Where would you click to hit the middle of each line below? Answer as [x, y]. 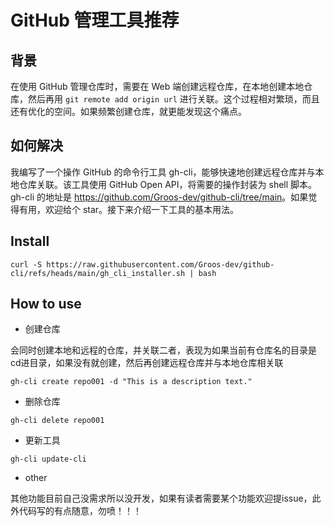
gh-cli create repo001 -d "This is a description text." [131, 382]
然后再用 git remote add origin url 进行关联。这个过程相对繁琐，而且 [173, 99]
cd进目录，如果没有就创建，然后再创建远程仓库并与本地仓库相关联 [147, 363]
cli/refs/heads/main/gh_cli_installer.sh [98, 273]
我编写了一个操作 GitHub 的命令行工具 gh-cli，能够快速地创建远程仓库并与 [163, 172]
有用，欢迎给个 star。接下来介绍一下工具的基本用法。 [129, 209]
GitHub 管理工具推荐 [95, 20]
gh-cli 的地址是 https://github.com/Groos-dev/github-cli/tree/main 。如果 [159, 197]
